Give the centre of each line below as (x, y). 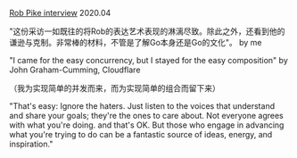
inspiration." (31, 144)
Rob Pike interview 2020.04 (60, 13)
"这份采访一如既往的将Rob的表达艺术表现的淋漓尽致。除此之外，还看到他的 (147, 31)
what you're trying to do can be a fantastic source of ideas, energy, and (141, 134)
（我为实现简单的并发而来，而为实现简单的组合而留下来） (115, 88)
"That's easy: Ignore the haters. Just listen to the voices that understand (142, 106)
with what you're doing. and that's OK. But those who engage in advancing (147, 125)
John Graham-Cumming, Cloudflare (75, 70)
